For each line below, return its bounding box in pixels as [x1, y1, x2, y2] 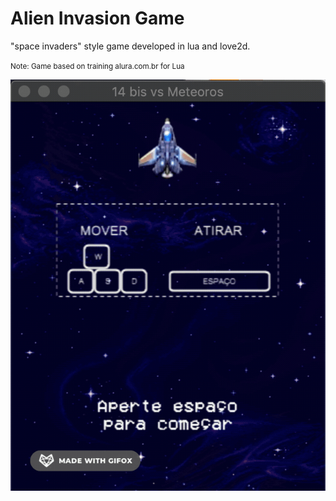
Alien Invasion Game [10, 7, 185, 30]
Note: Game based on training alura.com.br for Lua [10, 61, 185, 71]
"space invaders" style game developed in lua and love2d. [10, 40, 251, 52]
